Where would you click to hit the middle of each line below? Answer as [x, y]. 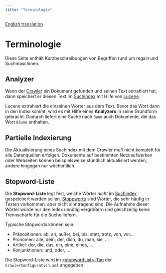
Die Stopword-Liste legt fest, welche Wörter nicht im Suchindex [71, 193]
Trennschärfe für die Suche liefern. [41, 215]
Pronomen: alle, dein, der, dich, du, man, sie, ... [61, 239]
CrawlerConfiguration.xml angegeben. [45, 265]
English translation [24, 24]
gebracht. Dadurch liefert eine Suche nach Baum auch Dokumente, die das [81, 117]
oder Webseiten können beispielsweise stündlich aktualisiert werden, [76, 160]
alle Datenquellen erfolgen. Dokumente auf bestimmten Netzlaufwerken [79, 155]
